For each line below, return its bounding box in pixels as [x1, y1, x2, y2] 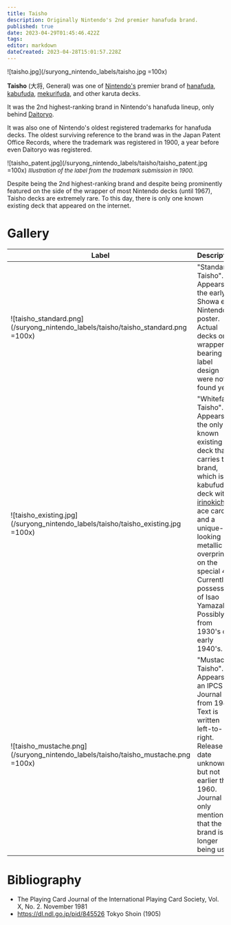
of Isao [197, 592, 220, 602]
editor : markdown [7, 42, 57, 49]
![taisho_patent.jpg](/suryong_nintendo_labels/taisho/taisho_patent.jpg [7, 159, 208, 167]
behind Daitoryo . [7, 110, 54, 118]
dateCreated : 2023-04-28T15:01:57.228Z [7, 49, 122, 56]
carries [197, 454, 220, 464]
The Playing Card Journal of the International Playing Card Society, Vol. [16, 895, 219, 903]
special [197, 566, 221, 576]
